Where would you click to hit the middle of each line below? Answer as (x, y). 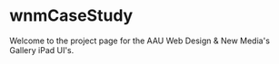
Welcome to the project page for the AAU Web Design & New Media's (140, 41)
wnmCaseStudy (71, 16)
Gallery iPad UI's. (42, 50)
